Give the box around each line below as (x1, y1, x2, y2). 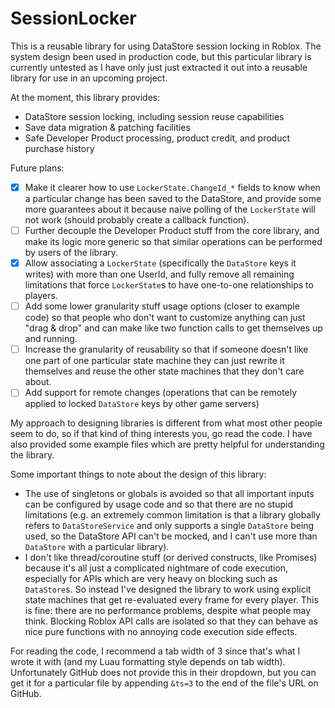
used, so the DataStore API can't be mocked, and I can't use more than (24, 530, 318, 542)
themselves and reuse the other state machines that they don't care (24, 365, 305, 377)
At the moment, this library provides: (10, 91, 161, 103)
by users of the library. (24, 247, 119, 259)
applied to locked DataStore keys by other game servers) (24, 398, 260, 410)
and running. (24, 333, 78, 345)
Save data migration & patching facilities (24, 121, 191, 133)
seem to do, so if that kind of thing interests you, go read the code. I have (10, 428, 313, 440)
